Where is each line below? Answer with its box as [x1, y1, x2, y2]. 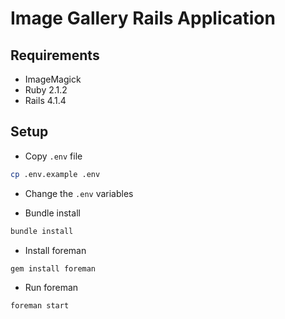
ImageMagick [24, 73, 82, 85]
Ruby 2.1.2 [24, 84, 68, 96]
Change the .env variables [24, 187, 134, 199]
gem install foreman [10, 263, 97, 274]
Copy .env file [24, 150, 83, 162]
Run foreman [24, 282, 79, 294]
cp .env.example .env [10, 169, 101, 179]
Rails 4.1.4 [24, 95, 67, 106]
